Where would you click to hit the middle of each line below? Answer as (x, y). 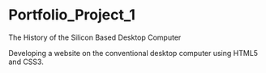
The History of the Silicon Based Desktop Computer (95, 37)
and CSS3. (26, 62)
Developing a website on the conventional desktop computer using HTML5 (133, 53)
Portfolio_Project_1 (72, 15)
